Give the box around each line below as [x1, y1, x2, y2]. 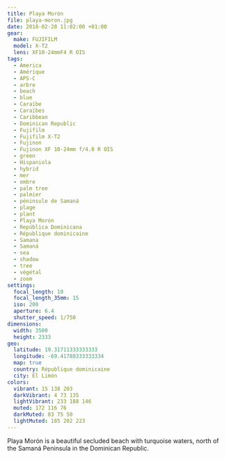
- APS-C [13, 74, 36, 82]
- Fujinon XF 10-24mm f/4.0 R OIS [13, 146, 113, 153]
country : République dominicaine [13, 366, 111, 373]
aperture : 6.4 [13, 307, 54, 315]
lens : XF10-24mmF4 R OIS [13, 49, 86, 56]
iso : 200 [13, 301, 39, 308]
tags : [7, 56, 23, 63]
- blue [13, 95, 33, 102]
